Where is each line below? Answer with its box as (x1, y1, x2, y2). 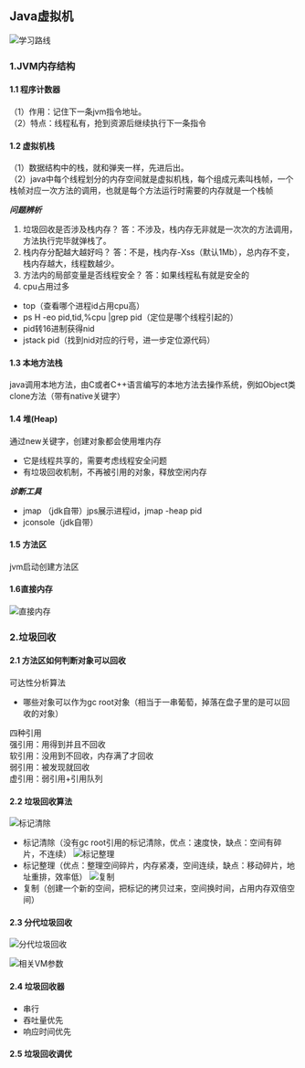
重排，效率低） (30, 872, 88, 883)
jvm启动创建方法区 (9, 561, 79, 572)
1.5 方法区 (9, 539, 47, 550)
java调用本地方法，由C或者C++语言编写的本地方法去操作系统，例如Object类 (9, 379, 297, 390)
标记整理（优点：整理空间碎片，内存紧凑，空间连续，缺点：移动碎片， (22, 860, 288, 871)
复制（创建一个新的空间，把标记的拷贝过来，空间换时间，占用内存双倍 (22, 883, 288, 894)
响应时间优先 (22, 1026, 71, 1037)
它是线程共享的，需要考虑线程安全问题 (22, 455, 167, 466)
